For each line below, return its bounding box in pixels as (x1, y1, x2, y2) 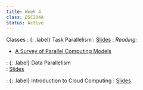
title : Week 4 (6, 8, 42, 15)
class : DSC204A (6, 14, 44, 20)
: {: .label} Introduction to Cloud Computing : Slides (6, 77, 131, 84)
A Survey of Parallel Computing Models (14, 48, 112, 55)
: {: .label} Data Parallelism (6, 59, 71, 66)
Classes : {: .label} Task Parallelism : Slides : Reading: (6, 36, 138, 44)
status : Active (6, 20, 44, 26)
